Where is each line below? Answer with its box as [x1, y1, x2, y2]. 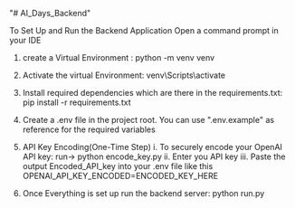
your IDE [9, 35, 42, 45]
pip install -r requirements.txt [22, 97, 131, 108]
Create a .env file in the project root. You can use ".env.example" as [22, 115, 274, 125]
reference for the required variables [22, 124, 156, 135]
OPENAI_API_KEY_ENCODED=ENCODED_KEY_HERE [22, 171, 219, 181]
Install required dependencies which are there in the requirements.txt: [22, 88, 283, 98]
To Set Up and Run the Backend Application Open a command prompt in [9, 25, 279, 35]
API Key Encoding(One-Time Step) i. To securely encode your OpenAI [22, 142, 283, 152]
